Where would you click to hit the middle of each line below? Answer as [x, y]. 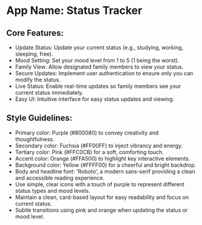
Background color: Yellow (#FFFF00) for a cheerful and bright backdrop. [106, 165]
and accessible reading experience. [60, 178]
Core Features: [35, 33]
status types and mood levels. [52, 190]
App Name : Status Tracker [74, 11]
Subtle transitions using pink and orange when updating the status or [101, 210]
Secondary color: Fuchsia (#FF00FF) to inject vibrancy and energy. [99, 146]
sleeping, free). [34, 54]
